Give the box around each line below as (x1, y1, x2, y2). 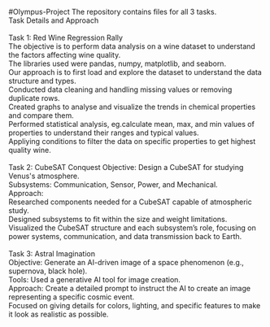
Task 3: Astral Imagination (8, 249, 96, 259)
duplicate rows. (8, 94, 60, 102)
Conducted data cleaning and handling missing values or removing (8, 85, 233, 94)
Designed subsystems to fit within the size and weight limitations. (8, 215, 228, 224)
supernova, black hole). (8, 266, 88, 276)
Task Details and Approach (8, 15, 99, 25)
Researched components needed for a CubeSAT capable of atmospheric (8, 197, 252, 207)
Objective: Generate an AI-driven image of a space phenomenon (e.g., (8, 258, 244, 267)
